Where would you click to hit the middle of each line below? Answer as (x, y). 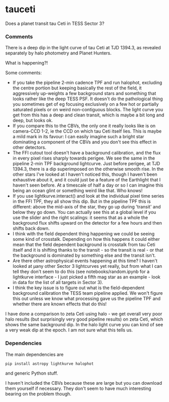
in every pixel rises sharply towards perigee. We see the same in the (84, 158)
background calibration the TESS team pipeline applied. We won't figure (88, 293)
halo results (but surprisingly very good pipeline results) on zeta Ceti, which (84, 319)
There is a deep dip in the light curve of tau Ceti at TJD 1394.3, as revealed (83, 48)
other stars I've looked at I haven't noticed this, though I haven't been (85, 174)
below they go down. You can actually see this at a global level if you (84, 212)
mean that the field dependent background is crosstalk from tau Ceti (84, 244)
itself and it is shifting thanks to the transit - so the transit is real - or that (88, 250)
